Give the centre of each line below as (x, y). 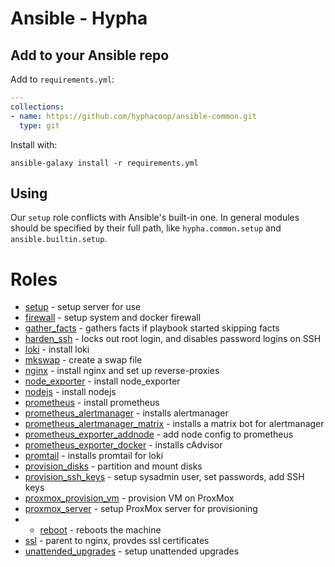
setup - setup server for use (83, 307)
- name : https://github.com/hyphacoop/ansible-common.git (133, 116)
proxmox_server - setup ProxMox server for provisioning (141, 509)
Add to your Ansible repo (90, 55)
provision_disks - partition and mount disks (113, 466)
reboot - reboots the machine (100, 530)
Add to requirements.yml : (62, 79)
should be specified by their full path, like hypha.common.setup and (146, 228)
